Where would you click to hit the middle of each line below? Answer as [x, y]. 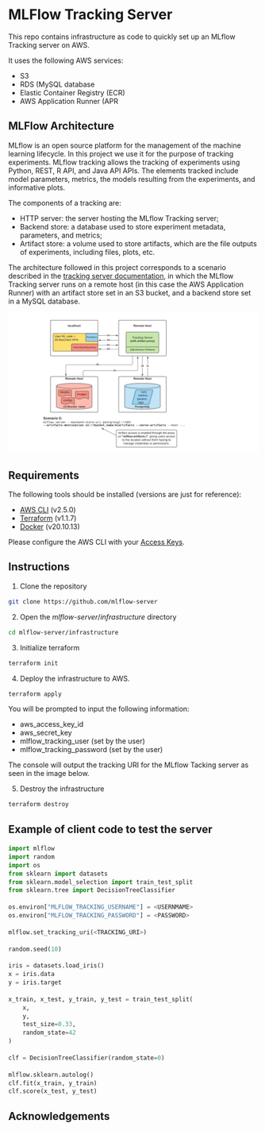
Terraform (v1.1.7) [48, 519]
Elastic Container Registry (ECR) [72, 92]
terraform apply [35, 694]
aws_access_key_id [52, 724]
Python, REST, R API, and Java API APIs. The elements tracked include [123, 170]
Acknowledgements [59, 1116]
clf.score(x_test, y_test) [53, 1091]
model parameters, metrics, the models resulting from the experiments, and [132, 179]
